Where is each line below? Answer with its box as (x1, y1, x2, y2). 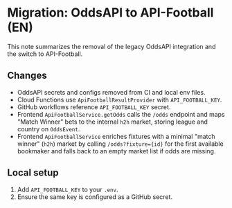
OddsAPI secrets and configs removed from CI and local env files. (17, 88, 206, 96)
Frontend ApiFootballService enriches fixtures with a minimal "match (17, 132, 215, 140)
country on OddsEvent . (17, 124, 80, 133)
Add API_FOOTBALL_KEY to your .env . (17, 185, 118, 193)
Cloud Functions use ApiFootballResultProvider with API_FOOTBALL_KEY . (17, 95, 222, 104)
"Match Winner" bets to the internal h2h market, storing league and (17, 117, 208, 126)
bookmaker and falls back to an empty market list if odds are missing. (17, 146, 216, 155)
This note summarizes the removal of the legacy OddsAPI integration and (7, 42, 216, 50)
